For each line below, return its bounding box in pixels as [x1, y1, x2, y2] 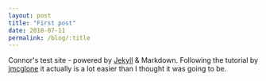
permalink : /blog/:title [8, 33, 91, 42]
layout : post [8, 11, 52, 20]
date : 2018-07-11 [8, 26, 66, 34]
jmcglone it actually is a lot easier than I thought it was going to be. [8, 64, 227, 74]
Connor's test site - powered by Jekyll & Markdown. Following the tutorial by [8, 56, 259, 65]
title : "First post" [8, 19, 77, 27]
